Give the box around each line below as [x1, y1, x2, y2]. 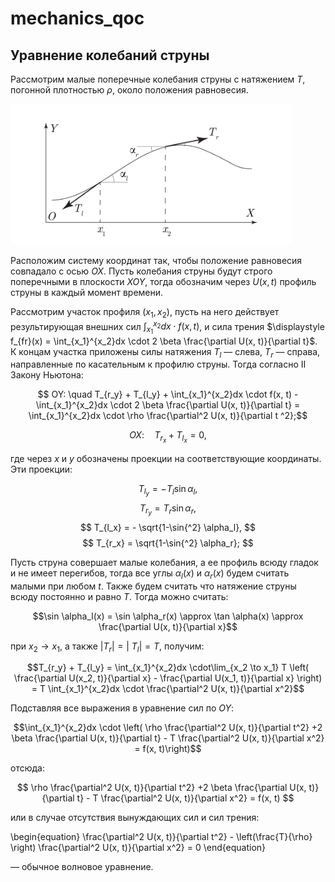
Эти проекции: [10, 463, 73, 475]
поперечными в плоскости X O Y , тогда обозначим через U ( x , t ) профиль [10, 276, 317, 287]
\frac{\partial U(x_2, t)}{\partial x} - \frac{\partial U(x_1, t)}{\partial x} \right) [13, 672, 323, 684]
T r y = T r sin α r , [139, 502, 197, 517]
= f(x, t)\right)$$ [134, 743, 202, 755]
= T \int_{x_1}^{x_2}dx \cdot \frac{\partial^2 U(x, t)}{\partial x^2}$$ [31, 683, 305, 695]
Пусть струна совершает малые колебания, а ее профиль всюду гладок [10, 556, 319, 568]
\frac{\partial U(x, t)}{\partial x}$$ [98, 620, 238, 632]
